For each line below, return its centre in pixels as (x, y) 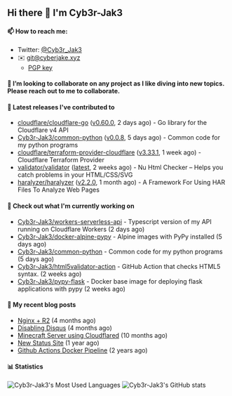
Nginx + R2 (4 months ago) (56, 320)
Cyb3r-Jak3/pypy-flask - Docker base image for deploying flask (110, 281)
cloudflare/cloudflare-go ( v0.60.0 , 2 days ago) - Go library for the (112, 123)
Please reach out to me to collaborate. (64, 91)
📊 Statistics (25, 367)
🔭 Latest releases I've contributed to (61, 107)
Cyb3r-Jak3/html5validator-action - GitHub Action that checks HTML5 (119, 266)
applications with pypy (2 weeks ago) (71, 289)
